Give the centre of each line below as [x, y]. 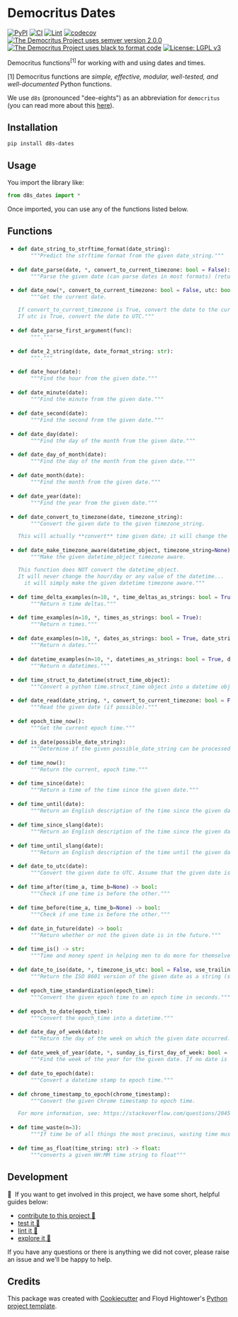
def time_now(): [41, 763]
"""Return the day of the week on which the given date [115, 1039]
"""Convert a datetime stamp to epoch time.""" [102, 1080]
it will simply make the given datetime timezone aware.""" [115, 583]
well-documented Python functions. [59, 84]
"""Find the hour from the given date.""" [94, 379]
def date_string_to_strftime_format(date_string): [94, 249]
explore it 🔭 [34, 1238]
